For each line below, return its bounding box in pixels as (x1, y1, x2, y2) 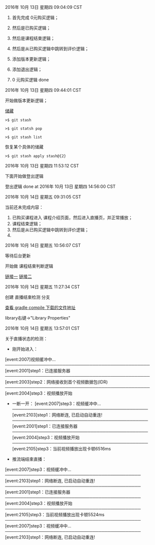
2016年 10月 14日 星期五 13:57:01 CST (5, 325, 80, 331)
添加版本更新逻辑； (12, 56, 51, 62)
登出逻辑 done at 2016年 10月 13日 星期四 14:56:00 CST (5, 183, 116, 189)
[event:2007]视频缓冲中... (5, 357, 56, 362)
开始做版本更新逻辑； (5, 98, 48, 103)
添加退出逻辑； (12, 66, 42, 72)
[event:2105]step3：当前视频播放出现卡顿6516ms (12, 446, 111, 451)
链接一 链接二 (5, 274, 32, 279)
